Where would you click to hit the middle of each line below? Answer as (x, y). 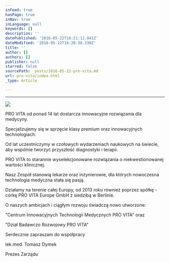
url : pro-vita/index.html (32, 76)
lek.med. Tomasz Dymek (31, 244)
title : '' (16, 48)
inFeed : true (19, 10)
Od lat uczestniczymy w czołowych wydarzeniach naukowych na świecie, (82, 144)
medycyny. (17, 119)
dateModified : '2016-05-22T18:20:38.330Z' (51, 43)
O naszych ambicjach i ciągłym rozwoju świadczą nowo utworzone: (76, 205)
